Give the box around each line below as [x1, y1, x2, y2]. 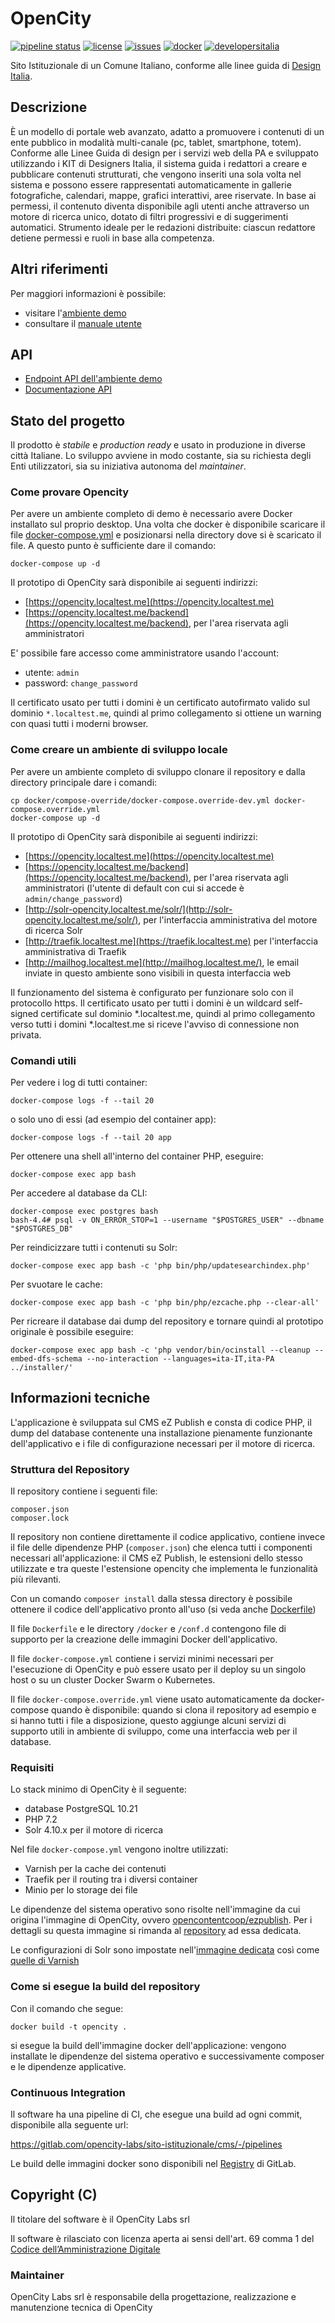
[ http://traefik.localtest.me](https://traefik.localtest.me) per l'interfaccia [24, 935, 319, 947]
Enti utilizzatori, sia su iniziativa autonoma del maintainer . [10, 460, 247, 472]
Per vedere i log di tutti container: [10, 1077, 148, 1089]
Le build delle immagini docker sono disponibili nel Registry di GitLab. [10, 2158, 297, 2170]
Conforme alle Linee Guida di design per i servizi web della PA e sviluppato [10, 147, 319, 159]
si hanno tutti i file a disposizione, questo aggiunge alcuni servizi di [10, 1715, 287, 1727]
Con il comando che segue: [10, 2002, 124, 2014]
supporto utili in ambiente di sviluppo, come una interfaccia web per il [10, 1725, 298, 1737]
